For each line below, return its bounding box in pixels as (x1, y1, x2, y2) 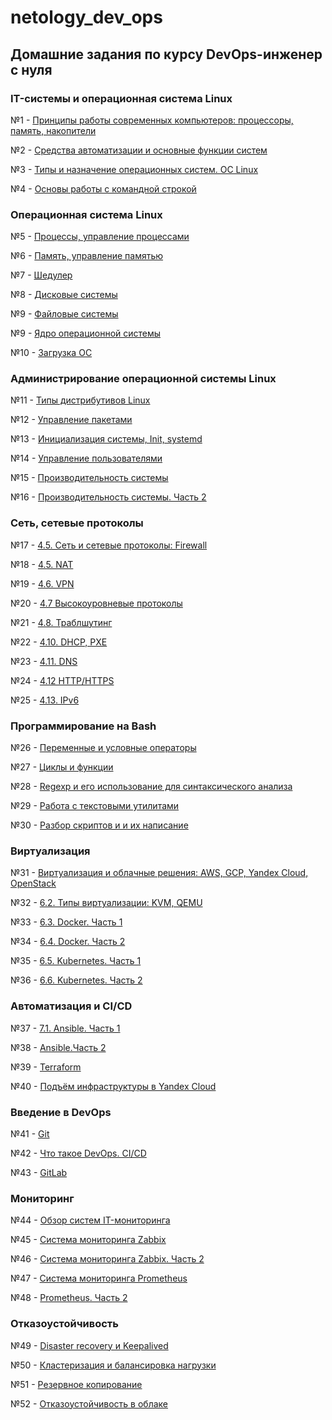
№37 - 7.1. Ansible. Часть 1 (10, 1022, 121, 1034)
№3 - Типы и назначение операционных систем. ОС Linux (10, 163, 259, 175)
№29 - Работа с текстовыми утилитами (10, 800, 180, 812)
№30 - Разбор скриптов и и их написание (10, 819, 189, 831)
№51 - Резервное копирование (10, 1378, 143, 1390)
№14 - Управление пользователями (10, 452, 163, 465)
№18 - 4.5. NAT (10, 558, 74, 570)
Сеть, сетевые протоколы (10, 516, 144, 530)
